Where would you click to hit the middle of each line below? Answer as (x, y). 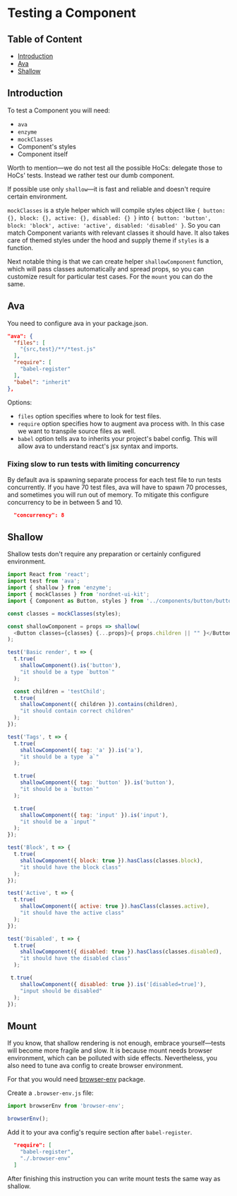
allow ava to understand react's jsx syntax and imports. (98, 446)
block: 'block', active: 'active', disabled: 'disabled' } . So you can (114, 225)
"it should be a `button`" (60, 790)
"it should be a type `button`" (67, 672)
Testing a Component (72, 13)
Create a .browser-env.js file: (50, 1093)
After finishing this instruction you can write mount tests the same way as (114, 1178)
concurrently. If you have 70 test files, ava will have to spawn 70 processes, (117, 487)
